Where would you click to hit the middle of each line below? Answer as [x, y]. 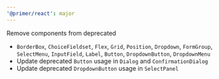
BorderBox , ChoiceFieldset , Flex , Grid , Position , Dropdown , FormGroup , [114, 46]
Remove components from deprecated [61, 33]
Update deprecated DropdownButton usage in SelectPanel [97, 68]
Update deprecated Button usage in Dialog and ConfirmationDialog [112, 61]
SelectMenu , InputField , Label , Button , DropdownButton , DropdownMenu [113, 54]
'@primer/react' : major [41, 13]
